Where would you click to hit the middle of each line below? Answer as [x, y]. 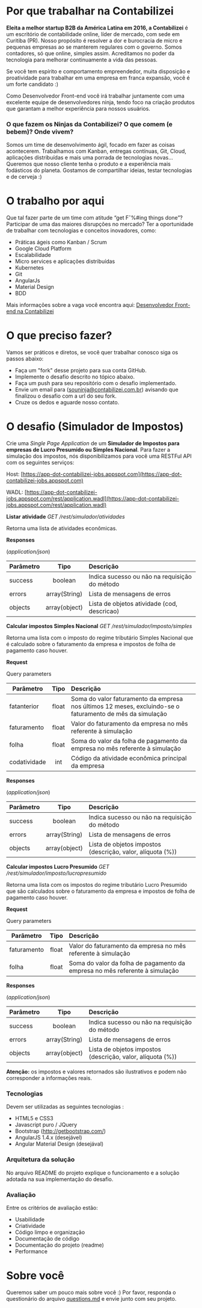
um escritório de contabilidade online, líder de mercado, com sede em [93, 34]
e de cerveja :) [24, 177]
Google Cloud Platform [43, 248]
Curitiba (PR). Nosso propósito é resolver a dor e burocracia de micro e [94, 40]
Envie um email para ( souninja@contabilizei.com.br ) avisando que [96, 390]
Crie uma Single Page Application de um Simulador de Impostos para [93, 443]
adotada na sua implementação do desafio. [60, 1179]
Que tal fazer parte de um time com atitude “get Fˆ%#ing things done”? [95, 218]
